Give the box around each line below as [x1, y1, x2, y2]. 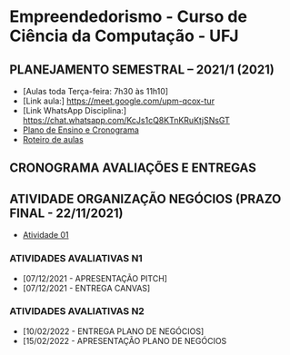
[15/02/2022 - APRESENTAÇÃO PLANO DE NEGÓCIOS [22, 335, 227, 346]
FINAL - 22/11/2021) [9, 205, 125, 221]
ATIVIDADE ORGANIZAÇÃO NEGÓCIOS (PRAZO [9, 191, 282, 206]
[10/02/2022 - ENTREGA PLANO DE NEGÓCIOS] [22, 325, 205, 337]
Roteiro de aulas [22, 134, 84, 144]
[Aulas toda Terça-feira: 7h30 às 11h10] [22, 86, 169, 96]
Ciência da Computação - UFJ [9, 25, 239, 46]
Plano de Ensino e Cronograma [22, 124, 139, 135]
